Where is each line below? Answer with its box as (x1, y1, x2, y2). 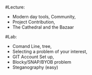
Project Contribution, (12, 19, 56, 25)
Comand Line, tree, (12, 43, 52, 49)
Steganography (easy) (12, 64, 59, 70)
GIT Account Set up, (12, 54, 54, 60)
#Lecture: (5, 4, 25, 10)
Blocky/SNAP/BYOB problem (12, 59, 72, 65)
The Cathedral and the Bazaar (12, 24, 74, 30)
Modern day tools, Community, (12, 14, 76, 19)
